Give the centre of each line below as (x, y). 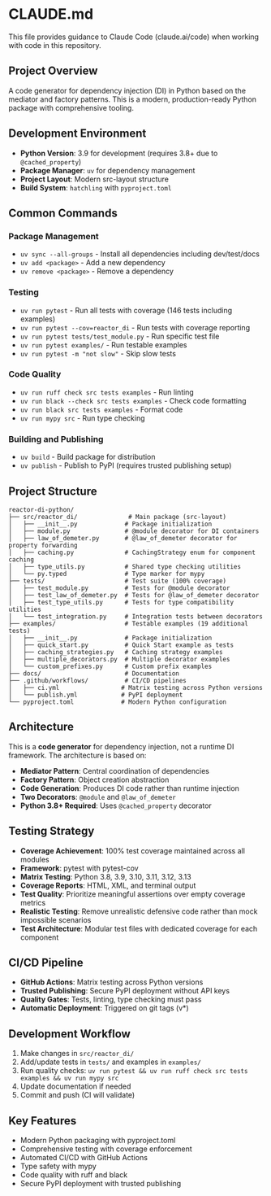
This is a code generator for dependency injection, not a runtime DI (121, 746)
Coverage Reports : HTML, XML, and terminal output (108, 885)
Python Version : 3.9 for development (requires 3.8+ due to (119, 153)
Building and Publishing (56, 439)
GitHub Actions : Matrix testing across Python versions (112, 982)
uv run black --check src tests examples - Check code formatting (133, 400)
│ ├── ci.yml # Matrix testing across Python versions (136, 687)
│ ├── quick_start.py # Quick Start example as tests (121, 645)
